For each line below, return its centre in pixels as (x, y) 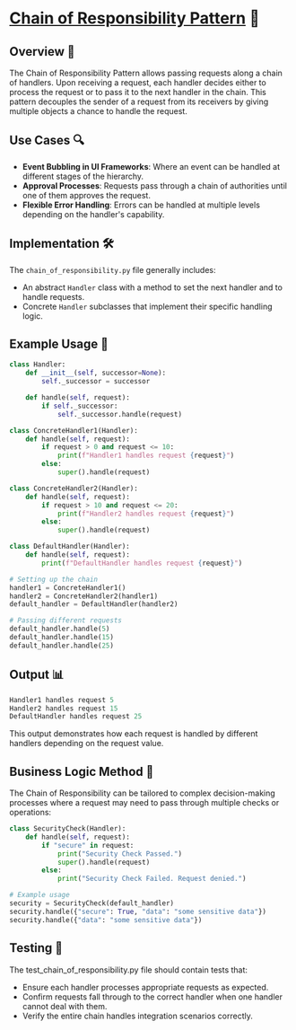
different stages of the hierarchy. (83, 176)
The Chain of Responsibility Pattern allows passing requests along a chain (146, 73)
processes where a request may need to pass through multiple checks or (144, 803)
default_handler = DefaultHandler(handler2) (94, 604)
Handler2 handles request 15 (64, 709)
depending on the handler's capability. (93, 214)
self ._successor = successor (96, 382)
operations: (30, 813)
